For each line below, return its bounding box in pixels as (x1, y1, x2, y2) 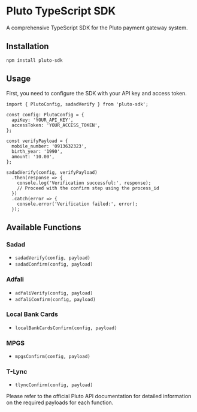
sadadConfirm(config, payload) (14, 261, 93, 267)
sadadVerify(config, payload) (14, 255, 91, 261)
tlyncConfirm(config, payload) (14, 382, 93, 388)
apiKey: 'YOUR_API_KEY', (11, 117, 74, 123)
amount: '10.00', (11, 154, 55, 160)
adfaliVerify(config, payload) (14, 290, 93, 296)
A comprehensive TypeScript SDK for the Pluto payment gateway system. (6, 24, 188, 31)
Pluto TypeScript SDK (6, 4, 116, 18)
